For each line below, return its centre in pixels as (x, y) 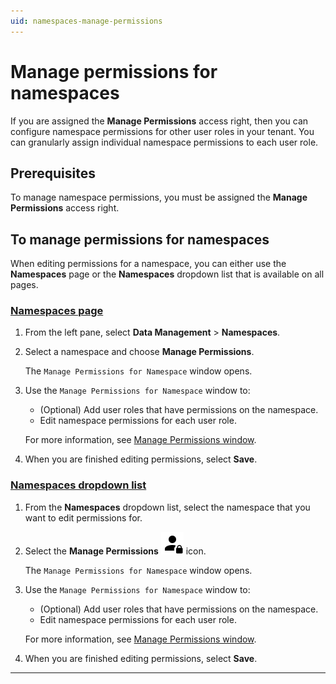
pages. (24, 285)
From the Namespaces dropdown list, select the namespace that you (167, 507)
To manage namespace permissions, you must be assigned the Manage (159, 197)
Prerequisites (53, 173)
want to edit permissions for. (83, 517)
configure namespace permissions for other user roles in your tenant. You (162, 131)
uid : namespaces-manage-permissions (86, 21)
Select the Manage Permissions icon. (115, 551)
